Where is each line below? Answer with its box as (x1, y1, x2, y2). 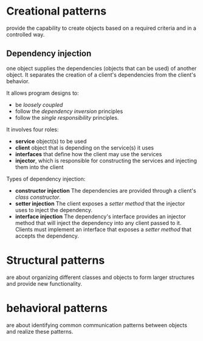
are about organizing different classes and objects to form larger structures (6, 274, 194, 281)
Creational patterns (6, 4, 107, 18)
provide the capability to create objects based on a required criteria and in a (6, 24, 196, 32)
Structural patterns (6, 253, 105, 267)
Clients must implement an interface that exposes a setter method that (15, 226, 191, 233)
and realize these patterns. (6, 328, 74, 335)
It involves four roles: (6, 126, 59, 133)
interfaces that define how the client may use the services (15, 150, 162, 157)
